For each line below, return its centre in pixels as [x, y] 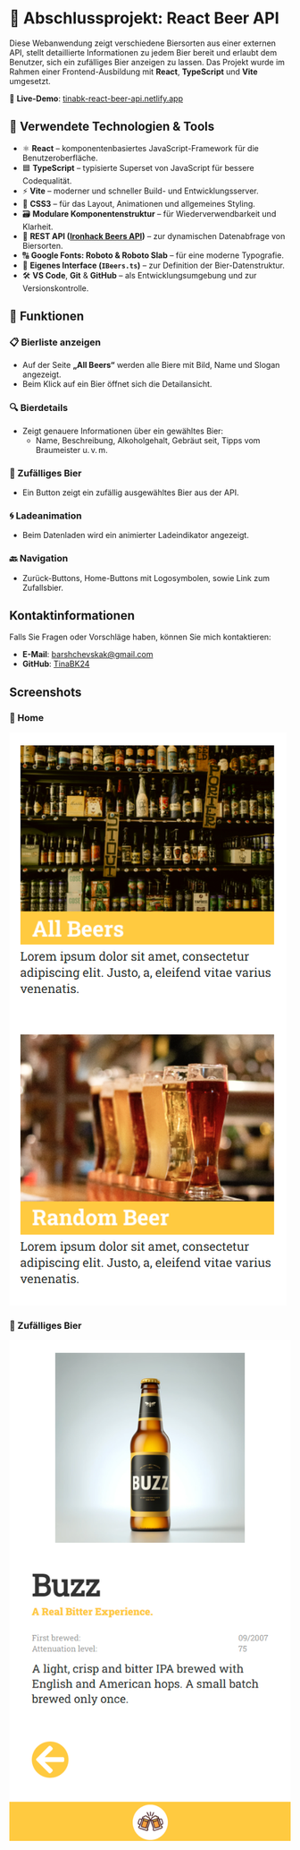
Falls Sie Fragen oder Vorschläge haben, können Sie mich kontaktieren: [140, 637]
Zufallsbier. [43, 587]
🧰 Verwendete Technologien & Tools [112, 127]
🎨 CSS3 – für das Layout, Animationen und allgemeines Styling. [139, 203]
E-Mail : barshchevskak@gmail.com [87, 655]
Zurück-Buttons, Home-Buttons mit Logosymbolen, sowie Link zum [146, 578]
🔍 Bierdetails [39, 408]
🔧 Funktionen [47, 317]
